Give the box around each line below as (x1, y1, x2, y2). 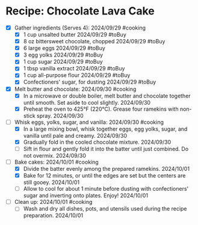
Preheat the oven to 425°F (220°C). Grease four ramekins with (23, 105, 179, 112)
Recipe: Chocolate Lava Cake (5, 4, 155, 18)
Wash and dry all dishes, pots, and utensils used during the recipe (23, 205, 187, 212)
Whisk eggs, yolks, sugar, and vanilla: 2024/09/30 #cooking (14, 119, 164, 126)
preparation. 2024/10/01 (23, 212, 84, 219)
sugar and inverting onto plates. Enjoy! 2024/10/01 (23, 192, 149, 199)
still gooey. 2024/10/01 (23, 179, 80, 186)
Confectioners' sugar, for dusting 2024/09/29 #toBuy (23, 78, 156, 85)
